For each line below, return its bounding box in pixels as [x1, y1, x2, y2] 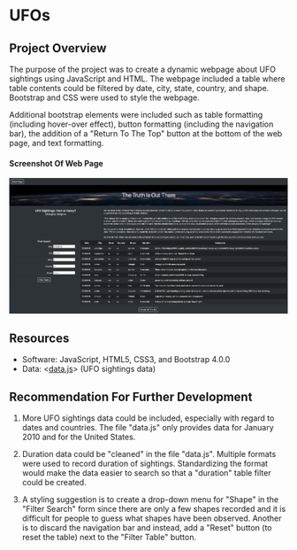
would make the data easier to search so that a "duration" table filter [21, 468, 271, 478]
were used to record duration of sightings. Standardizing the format [21, 458, 268, 469]
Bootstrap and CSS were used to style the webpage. [9, 92, 201, 103]
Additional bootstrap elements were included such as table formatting [9, 110, 263, 120]
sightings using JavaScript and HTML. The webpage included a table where [9, 74, 286, 84]
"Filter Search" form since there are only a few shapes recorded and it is [21, 504, 286, 515]
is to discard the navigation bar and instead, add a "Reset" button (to [21, 523, 272, 533]
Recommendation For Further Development [9, 389, 253, 404]
